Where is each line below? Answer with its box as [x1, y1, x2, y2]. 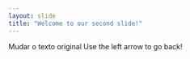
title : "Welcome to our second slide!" [8, 19, 143, 27]
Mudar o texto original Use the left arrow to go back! [8, 41, 184, 51]
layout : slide [8, 11, 57, 20]
